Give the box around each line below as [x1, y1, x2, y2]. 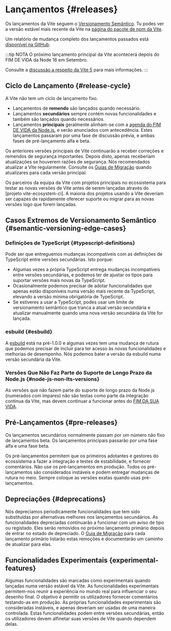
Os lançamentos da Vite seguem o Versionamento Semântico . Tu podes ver [5, 21, 164, 27]
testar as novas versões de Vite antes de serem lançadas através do [5, 185, 149, 191]
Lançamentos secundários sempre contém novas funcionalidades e [12, 110, 157, 116]
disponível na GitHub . [5, 41, 51, 47]
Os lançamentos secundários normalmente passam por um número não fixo [5, 432, 165, 438]
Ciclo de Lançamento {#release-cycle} [5, 82, 131, 90]
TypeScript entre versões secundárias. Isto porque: [5, 256, 113, 262]
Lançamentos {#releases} [5, 4, 118, 15]
